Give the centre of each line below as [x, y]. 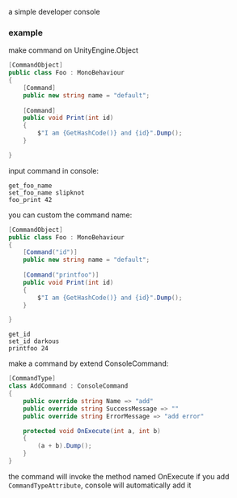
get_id [19, 335]
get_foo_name [30, 186]
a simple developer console [54, 12]
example [25, 32]
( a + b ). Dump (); [65, 446]
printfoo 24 [28, 349]
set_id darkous [34, 341]
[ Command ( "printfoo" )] [61, 275]
